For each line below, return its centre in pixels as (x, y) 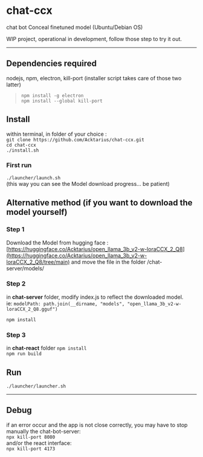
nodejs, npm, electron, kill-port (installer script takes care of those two (94, 78)
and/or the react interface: (39, 443)
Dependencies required (51, 64)
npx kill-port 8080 (31, 437)
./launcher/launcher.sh (36, 386)
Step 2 (16, 284)
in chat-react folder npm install (47, 348)
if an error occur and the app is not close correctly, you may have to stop (97, 425)
